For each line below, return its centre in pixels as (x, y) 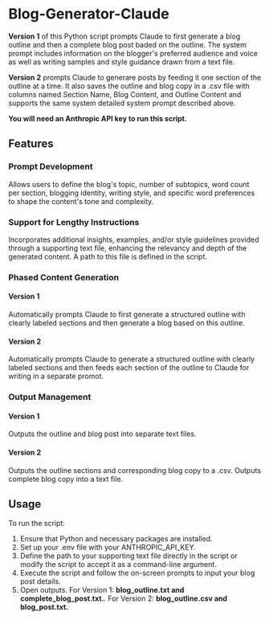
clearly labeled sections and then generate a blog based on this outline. (126, 323)
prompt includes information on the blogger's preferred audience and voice (133, 53)
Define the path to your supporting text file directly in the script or (129, 556)
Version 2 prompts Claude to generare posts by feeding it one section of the (135, 77)
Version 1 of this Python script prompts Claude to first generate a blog (124, 36)
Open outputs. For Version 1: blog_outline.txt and (102, 590)
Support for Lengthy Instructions (74, 222)
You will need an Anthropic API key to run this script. (98, 118)
